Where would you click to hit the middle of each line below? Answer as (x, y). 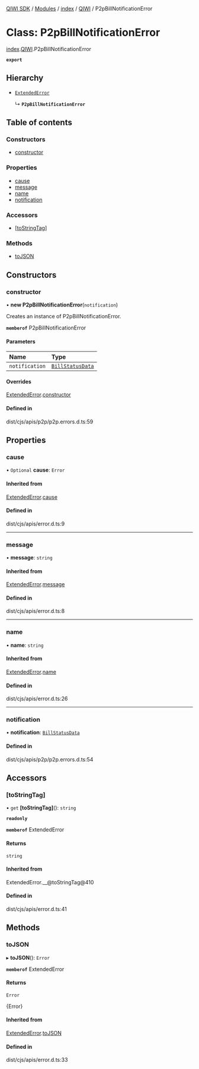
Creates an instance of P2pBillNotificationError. (64, 317)
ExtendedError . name (31, 672)
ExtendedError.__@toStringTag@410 (50, 882)
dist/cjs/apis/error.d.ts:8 (36, 611)
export (14, 60)
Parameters (21, 341)
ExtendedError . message (36, 584)
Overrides (19, 381)
